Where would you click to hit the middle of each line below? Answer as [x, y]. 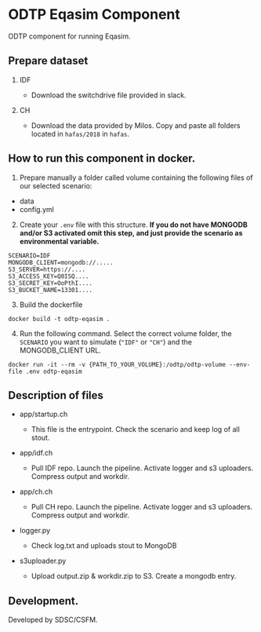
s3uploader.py [43, 561]
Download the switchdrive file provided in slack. [109, 95]
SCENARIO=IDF [29, 256]
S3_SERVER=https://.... [47, 269]
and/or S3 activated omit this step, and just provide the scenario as [131, 232]
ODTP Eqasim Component [94, 15]
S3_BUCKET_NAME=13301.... [50, 290]
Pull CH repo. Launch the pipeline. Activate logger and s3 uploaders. [142, 507]
